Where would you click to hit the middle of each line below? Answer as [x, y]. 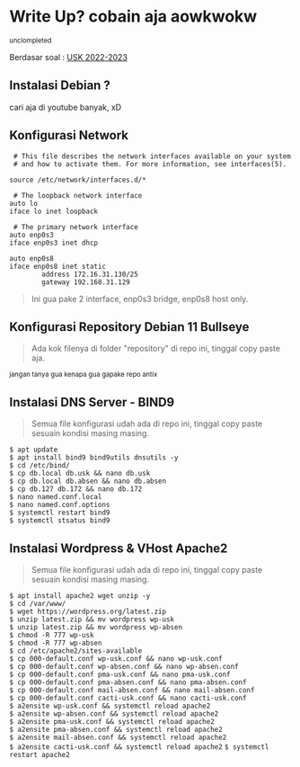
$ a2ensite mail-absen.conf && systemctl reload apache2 [118, 737]
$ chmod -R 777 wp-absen [56, 643]
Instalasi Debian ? [60, 86]
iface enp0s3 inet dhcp [54, 243]
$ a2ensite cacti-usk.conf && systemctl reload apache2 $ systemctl [139, 747]
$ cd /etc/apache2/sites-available [76, 651]
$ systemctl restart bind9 [60, 513]
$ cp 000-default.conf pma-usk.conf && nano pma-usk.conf [120, 674]
